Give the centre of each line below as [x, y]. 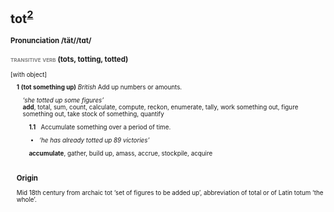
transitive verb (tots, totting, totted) [69, 60]
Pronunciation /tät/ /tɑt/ [51, 41]
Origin [27, 178]
